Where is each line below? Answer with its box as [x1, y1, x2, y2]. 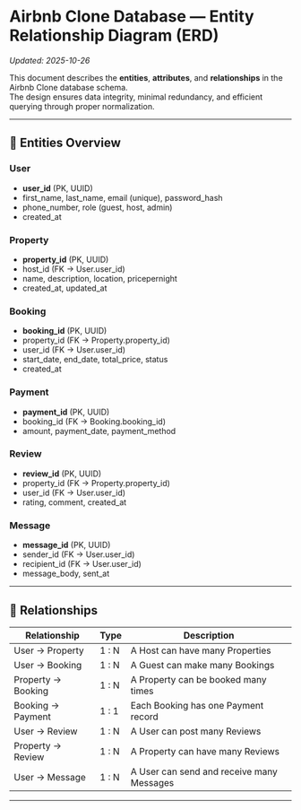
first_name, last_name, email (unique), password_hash [21, 192, 223, 203]
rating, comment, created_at [21, 496, 127, 508]
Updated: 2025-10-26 [9, 55, 90, 65]
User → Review [13, 725, 78, 737]
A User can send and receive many [130, 765, 278, 778]
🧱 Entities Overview [9, 135, 121, 151]
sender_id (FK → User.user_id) [21, 549, 135, 560]
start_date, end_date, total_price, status [21, 354, 168, 365]
